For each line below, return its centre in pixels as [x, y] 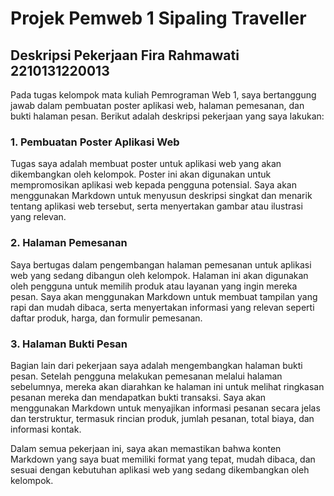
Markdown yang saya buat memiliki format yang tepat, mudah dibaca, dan [163, 459]
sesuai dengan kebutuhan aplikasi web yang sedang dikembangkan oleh [160, 469]
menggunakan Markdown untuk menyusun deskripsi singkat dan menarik [161, 196]
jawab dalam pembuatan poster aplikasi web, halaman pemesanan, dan [157, 105]
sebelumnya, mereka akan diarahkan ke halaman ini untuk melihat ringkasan [167, 386]
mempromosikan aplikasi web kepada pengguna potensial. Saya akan [154, 185]
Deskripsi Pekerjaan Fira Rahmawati [125, 55]
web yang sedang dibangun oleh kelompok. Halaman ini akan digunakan [159, 275]
